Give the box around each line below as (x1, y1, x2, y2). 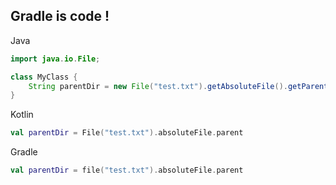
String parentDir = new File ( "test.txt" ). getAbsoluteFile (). (28, 81, 288, 91)
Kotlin (10, 109, 34, 121)
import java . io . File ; (10, 54, 101, 64)
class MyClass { (10, 72, 78, 82)
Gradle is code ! (10, 8, 110, 25)
